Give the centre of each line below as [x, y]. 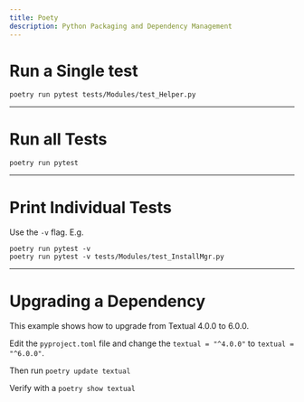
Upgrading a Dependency [108, 301]
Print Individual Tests [90, 207]
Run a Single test [74, 71]
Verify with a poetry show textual [72, 388]
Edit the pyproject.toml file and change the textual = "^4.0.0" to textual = [152, 343]
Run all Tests [58, 139]
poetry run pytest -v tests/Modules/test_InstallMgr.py [117, 257]
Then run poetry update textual [70, 370]
